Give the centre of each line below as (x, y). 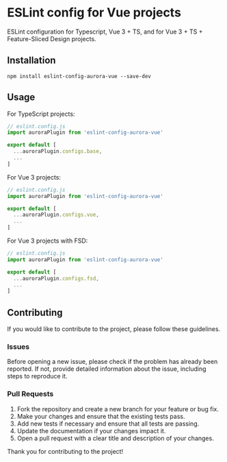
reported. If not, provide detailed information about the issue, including (107, 369)
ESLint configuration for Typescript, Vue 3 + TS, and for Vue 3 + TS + (105, 32)
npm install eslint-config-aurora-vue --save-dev (79, 76)
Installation (31, 61)
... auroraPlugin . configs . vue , (56, 215)
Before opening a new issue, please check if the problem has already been (112, 362)
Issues (18, 347)
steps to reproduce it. (37, 376)
